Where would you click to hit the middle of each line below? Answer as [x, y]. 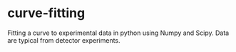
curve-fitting [46, 13]
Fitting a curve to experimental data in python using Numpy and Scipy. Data [118, 33]
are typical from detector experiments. [64, 40]
